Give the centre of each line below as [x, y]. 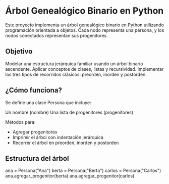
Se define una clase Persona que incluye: [48, 102]
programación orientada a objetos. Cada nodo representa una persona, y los [85, 30]
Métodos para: [20, 122]
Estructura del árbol [37, 158]
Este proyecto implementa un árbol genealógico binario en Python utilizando [84, 25]
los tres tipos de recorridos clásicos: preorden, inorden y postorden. [76, 74]
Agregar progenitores [35, 132]
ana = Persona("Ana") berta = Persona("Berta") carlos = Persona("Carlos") [83, 171]
